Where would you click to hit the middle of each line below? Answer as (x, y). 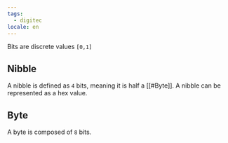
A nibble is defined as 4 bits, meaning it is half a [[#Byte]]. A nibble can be (114, 86)
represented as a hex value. (47, 93)
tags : (15, 14)
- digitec (28, 20)
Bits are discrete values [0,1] (50, 47)
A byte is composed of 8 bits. (49, 132)
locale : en (23, 27)
